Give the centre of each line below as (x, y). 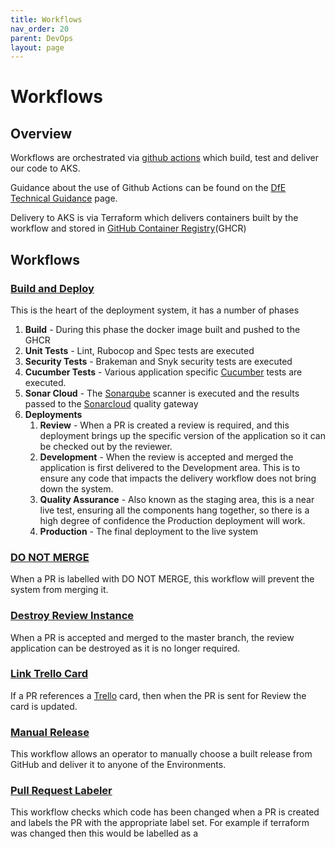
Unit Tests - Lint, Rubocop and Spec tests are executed (139, 350)
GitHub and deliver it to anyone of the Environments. (118, 765)
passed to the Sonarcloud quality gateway (111, 403)
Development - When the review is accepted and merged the (166, 457)
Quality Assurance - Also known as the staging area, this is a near (177, 499)
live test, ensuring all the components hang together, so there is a (174, 510)
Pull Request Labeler (61, 791)
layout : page (37, 47)
